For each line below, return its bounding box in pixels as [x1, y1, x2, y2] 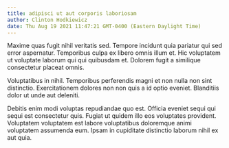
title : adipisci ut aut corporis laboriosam [7, 10, 137, 17]
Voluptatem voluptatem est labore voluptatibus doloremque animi [7, 119, 193, 127]
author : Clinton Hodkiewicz [7, 16, 88, 23]
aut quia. [7, 134, 32, 142]
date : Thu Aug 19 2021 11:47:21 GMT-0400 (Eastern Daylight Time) [7, 23, 201, 29]
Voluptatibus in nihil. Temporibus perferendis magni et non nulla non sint [7, 77, 212, 85]
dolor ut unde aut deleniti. [7, 91, 80, 99]
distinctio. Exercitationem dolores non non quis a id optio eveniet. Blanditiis [7, 84, 219, 92]
